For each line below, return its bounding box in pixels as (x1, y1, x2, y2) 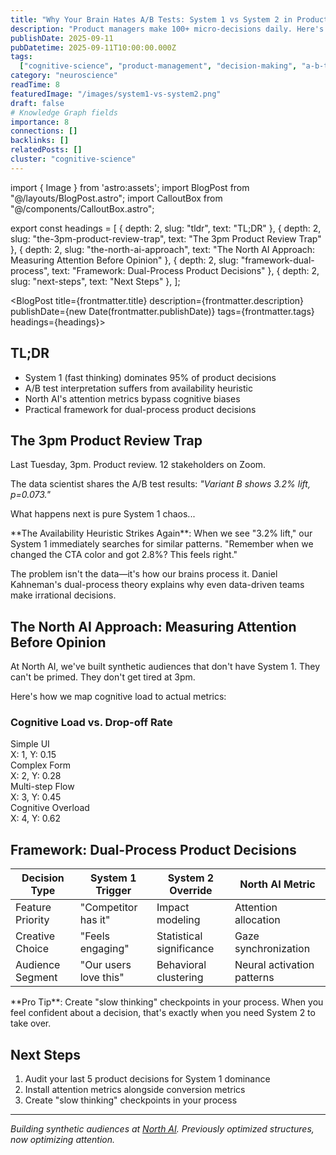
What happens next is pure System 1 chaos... (10, 508, 196, 520)
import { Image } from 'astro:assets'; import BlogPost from (10, 181, 250, 193)
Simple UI (10, 738, 50, 750)
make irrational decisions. (10, 589, 117, 601)
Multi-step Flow (10, 781, 75, 793)
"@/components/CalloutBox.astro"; (10, 202, 155, 215)
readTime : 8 (10, 80, 60, 90)
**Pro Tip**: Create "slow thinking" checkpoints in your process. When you (10, 996, 324, 1008)
